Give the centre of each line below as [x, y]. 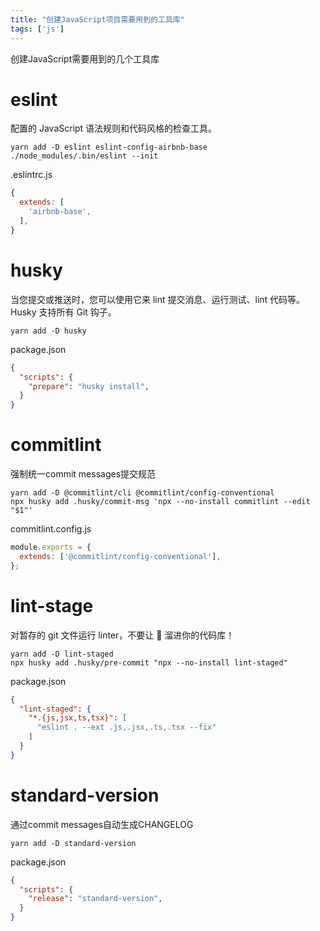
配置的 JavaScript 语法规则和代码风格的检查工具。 [114, 128]
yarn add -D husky [48, 331]
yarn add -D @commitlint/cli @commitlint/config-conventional [142, 493]
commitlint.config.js [51, 529]
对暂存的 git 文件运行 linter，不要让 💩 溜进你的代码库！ [122, 635]
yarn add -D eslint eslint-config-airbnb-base [109, 147]
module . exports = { [51, 547]
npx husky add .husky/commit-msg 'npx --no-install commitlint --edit [160, 502]
